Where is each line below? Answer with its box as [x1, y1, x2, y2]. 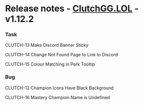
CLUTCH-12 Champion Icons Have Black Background [5, 85, 114, 91]
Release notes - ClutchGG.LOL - [5, 3, 139, 14]
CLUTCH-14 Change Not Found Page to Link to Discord [5, 52, 118, 58]
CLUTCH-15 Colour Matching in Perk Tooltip [5, 61, 95, 67]
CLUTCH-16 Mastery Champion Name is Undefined [5, 94, 110, 100]
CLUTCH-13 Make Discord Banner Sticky [5, 42, 89, 48]
